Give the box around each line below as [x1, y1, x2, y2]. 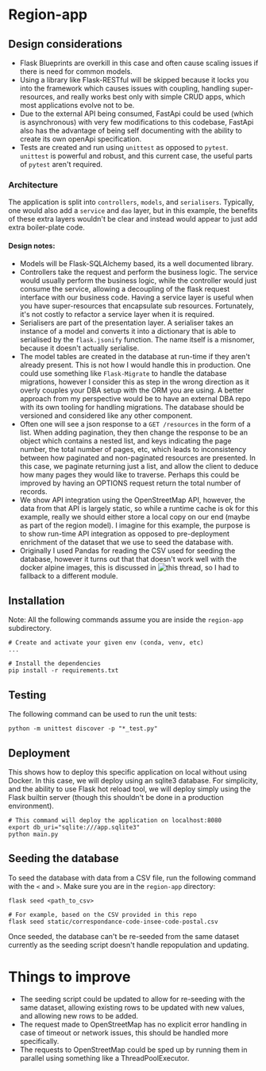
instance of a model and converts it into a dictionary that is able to [19, 326, 237, 335]
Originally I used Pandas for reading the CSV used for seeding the [19, 546, 236, 555]
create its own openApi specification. [19, 134, 142, 144]
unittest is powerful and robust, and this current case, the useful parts [19, 151, 253, 160]
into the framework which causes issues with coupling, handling [19, 83, 230, 93]
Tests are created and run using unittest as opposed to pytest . [19, 143, 229, 152]
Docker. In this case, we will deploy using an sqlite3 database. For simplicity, [8, 775, 259, 785]
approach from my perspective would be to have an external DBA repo [19, 393, 252, 403]
